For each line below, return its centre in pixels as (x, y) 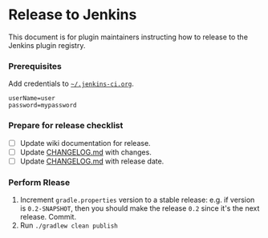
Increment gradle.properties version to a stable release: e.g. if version (137, 200)
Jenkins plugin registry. (47, 45)
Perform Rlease (39, 182)
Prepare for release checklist (66, 126)
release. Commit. (48, 217)
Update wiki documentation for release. (85, 143)
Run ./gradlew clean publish (69, 225)
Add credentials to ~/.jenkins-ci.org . (71, 84)
